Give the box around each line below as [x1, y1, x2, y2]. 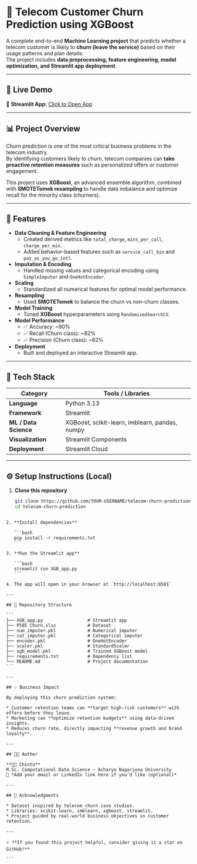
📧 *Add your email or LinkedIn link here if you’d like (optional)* [6, 772, 177, 777]
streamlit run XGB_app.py [13, 566, 77, 571]
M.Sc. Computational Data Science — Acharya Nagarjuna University [6, 766, 172, 773]
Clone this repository [14, 487, 67, 494]
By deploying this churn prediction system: [6, 694, 117, 700]
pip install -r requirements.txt [13, 535, 96, 541]
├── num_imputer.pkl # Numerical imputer [6, 627, 138, 633]
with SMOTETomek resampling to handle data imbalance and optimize [6, 185, 178, 192]
